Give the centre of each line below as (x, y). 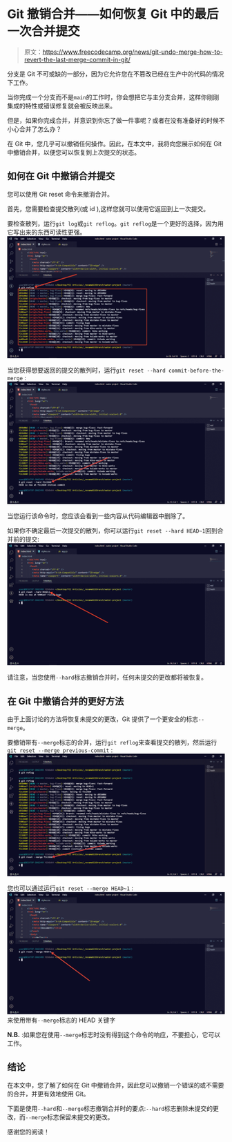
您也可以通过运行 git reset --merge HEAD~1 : (70, 888)
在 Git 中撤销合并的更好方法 (66, 701)
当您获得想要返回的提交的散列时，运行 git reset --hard (86, 371)
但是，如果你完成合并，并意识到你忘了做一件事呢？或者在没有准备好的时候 (113, 120)
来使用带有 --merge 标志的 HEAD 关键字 (61, 1020)
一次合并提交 (44, 31)
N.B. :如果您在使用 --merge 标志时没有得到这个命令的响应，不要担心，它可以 (114, 1035)
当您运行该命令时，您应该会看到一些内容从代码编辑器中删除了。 (98, 515)
